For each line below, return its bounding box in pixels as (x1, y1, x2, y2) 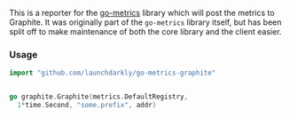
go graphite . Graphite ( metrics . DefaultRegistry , (9, 92, 189, 101)
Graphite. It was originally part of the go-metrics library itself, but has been (9, 17, 282, 28)
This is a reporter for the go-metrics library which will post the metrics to (9, 8, 275, 18)
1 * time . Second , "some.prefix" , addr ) (17, 101, 157, 110)
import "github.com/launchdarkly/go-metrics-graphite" (9, 68, 216, 78)
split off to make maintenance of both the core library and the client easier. (9, 27, 282, 36)
